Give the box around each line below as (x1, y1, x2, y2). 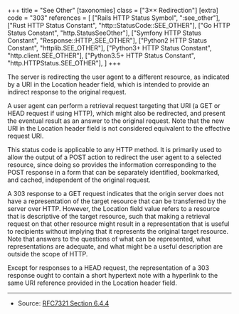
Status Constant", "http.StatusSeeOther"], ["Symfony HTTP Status (7, 28, 201, 37)
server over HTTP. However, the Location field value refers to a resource (7, 205, 221, 212)
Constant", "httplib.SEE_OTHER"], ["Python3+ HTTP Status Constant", (7, 44, 212, 52)
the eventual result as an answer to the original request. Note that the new (7, 117, 225, 125)
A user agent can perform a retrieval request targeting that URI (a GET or (7, 102, 221, 109)
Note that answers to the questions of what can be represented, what (7, 234, 211, 243)
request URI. (7, 131, 44, 140)
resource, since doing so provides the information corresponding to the (7, 161, 217, 169)
